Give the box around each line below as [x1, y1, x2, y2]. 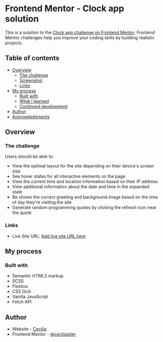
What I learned [19, 98, 49, 104]
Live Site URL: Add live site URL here [12, 233, 86, 239]
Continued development [19, 103, 68, 109]
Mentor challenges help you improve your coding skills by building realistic [5, 35, 155, 41]
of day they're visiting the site [12, 199, 72, 205]
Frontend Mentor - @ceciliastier [12, 331, 76, 337]
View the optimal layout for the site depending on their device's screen [12, 163, 154, 169]
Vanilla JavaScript [12, 294, 49, 299]
